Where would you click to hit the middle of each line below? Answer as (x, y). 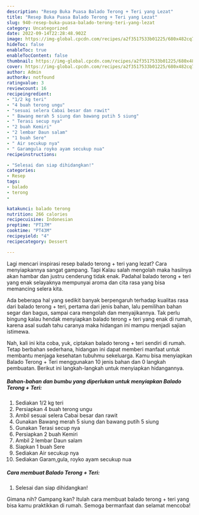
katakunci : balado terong (38, 208)
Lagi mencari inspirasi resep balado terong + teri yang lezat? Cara (87, 263)
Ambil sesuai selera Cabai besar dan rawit (66, 415)
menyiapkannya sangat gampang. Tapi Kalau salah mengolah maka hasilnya (99, 270)
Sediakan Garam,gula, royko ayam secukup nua (73, 459)
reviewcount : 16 (27, 89)
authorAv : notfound (31, 77)
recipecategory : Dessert (37, 242)
